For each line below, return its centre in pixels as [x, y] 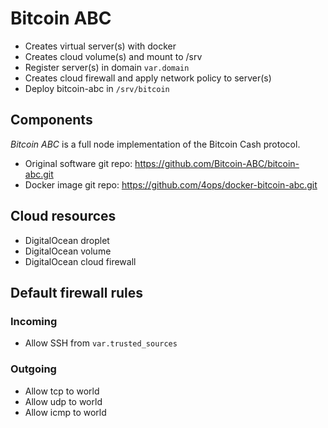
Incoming [34, 321]
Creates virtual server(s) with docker [100, 46]
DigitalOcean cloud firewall [80, 261]
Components [51, 120]
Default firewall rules [76, 292]
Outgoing [33, 369]
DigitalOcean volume [68, 251]
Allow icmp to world [65, 412]
